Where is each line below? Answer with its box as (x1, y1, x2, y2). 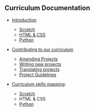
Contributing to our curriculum (11, 46, 74, 52)
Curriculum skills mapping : (11, 81, 66, 87)
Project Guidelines (19, 71, 57, 78)
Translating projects (19, 66, 60, 72)
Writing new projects (19, 61, 62, 67)
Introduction (11, 17, 37, 23)
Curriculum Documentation (4, 4, 91, 12)
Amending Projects (19, 56, 58, 62)
